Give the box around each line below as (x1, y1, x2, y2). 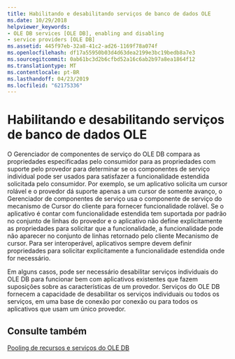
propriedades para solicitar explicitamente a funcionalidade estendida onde (7, 246, 225, 255)
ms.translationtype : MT (7, 62, 77, 69)
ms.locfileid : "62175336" (7, 82, 83, 89)
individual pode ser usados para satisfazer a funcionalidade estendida (7, 172, 210, 181)
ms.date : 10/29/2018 (7, 17, 68, 24)
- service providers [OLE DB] (7, 36, 96, 43)
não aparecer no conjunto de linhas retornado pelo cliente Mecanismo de (7, 232, 219, 240)
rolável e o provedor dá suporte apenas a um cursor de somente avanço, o (7, 187, 222, 196)
